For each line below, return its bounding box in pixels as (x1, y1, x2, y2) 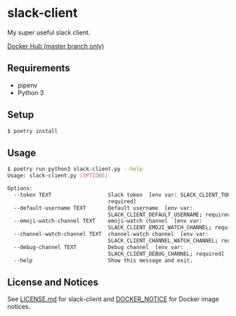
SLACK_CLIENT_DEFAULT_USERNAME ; (107, 211, 202, 218)
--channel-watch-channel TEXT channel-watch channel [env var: (13, 231, 209, 238)
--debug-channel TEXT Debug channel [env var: (13, 244, 184, 251)
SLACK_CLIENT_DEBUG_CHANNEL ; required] (107, 250, 225, 258)
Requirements (7, 62, 70, 75)
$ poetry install (7, 127, 58, 134)
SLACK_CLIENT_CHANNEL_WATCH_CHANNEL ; (107, 237, 218, 244)
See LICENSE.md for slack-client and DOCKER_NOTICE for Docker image (7, 295, 220, 303)
